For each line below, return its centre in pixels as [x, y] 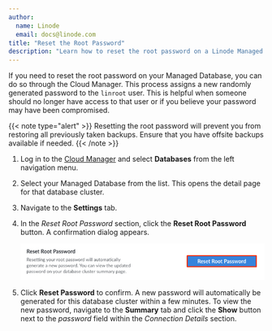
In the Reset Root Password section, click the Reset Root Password [133, 224]
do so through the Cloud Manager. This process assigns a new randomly [130, 85]
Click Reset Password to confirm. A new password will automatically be [140, 292]
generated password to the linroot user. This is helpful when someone [128, 93]
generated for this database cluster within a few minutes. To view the [136, 301]
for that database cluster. [62, 192]
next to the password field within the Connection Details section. [128, 318]
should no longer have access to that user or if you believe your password [132, 102]
